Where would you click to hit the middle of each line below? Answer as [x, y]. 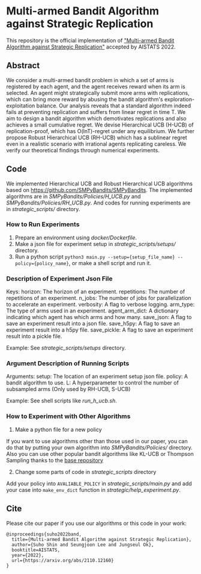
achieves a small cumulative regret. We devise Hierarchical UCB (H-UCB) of [100, 125]
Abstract [23, 66]
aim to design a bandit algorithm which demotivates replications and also [97, 118]
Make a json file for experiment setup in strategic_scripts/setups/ [95, 244]
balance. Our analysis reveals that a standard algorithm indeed [113, 106]
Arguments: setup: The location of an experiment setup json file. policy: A [97, 377]
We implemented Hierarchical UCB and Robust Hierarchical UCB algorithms [100, 184]
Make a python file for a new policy [58, 429]
